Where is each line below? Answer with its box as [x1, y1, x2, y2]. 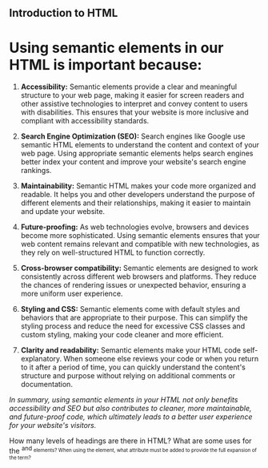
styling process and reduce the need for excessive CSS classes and [20, 321, 246, 331]
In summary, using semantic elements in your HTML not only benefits [9, 395, 238, 405]
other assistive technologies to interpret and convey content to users [20, 99, 248, 109]
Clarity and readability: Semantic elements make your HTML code [20, 345, 242, 355]
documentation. [20, 380, 73, 389]
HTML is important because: [9, 55, 202, 74]
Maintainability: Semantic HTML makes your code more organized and [20, 181, 257, 191]
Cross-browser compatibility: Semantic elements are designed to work [20, 264, 258, 273]
